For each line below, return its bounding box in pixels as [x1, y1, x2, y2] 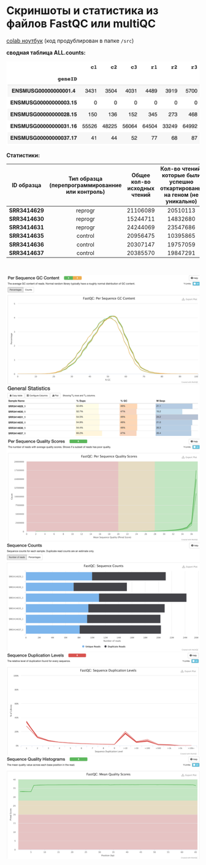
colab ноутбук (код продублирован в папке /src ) [6, 37, 134, 44]
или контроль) [66, 188, 105, 195]
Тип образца [68, 175, 103, 182]
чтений [131, 191, 151, 199]
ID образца [12, 181, 42, 189]
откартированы [160, 185, 203, 192]
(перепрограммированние [48, 181, 122, 189]
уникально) [165, 197, 197, 205]
